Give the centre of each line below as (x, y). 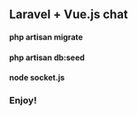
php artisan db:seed (47, 57)
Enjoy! (23, 101)
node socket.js (37, 78)
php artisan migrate (46, 37)
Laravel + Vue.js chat (68, 15)
